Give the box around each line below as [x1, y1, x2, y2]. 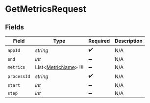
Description [114, 38, 143, 44]
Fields [5, 23, 25, 31]
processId [7, 74, 30, 79]
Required [88, 38, 110, 44]
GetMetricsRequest [5, 3, 87, 15]
